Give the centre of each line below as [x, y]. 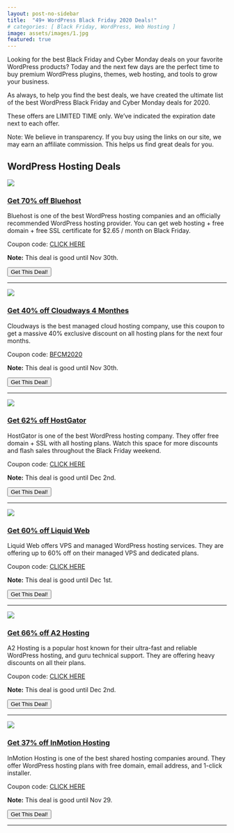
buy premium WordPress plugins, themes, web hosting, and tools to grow [112, 75]
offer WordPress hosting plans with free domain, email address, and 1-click [115, 765]
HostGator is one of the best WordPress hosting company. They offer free [113, 436]
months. [19, 341]
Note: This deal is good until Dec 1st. [60, 580]
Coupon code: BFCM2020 [45, 354]
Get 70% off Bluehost [44, 201]
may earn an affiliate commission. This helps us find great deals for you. [111, 144]
